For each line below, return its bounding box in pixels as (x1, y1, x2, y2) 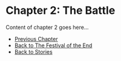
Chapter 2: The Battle (5, 4, 116, 18)
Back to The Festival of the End (14, 42, 93, 49)
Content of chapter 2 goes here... (5, 24, 89, 31)
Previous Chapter (14, 35, 58, 42)
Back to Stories (14, 48, 53, 55)
